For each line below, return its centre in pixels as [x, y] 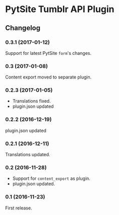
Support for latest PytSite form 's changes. [48, 53]
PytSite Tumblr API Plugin [60, 9]
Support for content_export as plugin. [51, 178]
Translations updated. [28, 155]
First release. [19, 208]
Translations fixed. [32, 101]
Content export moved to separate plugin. [48, 77]
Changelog [23, 28]
